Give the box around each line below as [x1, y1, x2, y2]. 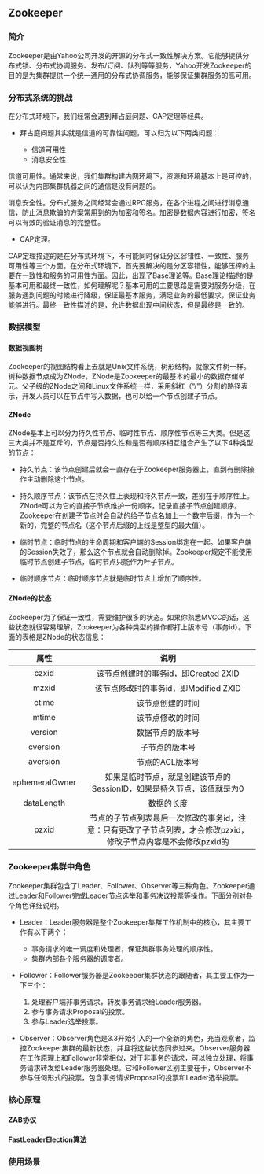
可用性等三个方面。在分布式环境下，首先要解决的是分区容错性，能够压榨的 [8, 260, 249, 270]
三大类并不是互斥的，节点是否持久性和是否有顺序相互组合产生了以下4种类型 [8, 438, 254, 448]
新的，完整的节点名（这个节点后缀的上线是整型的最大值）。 [19, 521, 210, 530]
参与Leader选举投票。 [31, 1017, 103, 1026]
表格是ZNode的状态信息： [21, 632, 106, 641]
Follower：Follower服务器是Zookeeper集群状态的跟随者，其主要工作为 [19, 970, 247, 980]
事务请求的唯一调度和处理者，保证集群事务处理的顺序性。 [31, 943, 218, 953]
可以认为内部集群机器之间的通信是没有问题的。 [8, 181, 159, 190]
